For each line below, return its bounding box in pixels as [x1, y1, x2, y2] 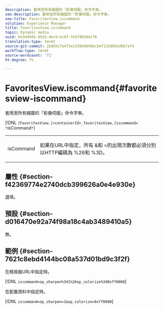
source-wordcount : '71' [5, 52, 54, 58]
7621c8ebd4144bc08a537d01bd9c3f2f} [5, 255, 130, 263]
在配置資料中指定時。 [5, 288, 48, 294]
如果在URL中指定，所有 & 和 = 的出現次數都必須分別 [40, 142, 156, 149]
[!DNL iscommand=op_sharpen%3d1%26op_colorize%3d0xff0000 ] [5, 278, 127, 284]
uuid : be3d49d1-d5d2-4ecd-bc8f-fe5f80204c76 [5, 35, 97, 40]
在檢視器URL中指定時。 [5, 268, 52, 275]
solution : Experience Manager [5, 21, 67, 26]
